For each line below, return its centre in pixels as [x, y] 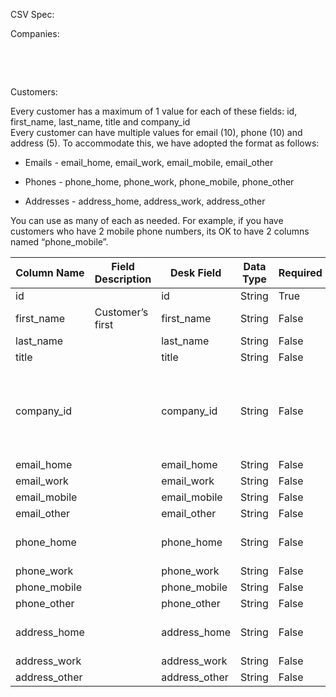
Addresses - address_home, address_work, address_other [145, 201]
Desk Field [195, 272]
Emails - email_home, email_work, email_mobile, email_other [149, 162]
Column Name [50, 272]
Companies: [35, 33]
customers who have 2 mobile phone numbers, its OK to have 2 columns [160, 231]
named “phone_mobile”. [59, 242]
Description [123, 279]
